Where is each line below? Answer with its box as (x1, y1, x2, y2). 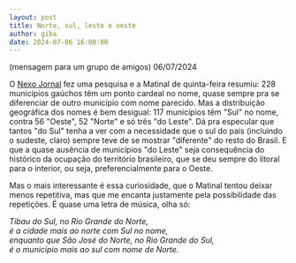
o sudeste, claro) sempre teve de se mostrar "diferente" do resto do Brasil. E (9, 135, 287, 146)
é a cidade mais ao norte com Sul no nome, (9, 226, 169, 237)
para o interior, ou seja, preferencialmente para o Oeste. (9, 163, 214, 174)
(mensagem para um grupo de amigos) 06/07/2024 (9, 62, 197, 72)
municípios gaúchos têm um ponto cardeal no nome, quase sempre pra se (9, 88, 280, 99)
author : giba (9, 29, 57, 38)
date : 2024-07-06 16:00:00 (9, 37, 109, 47)
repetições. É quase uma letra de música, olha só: (9, 199, 191, 210)
